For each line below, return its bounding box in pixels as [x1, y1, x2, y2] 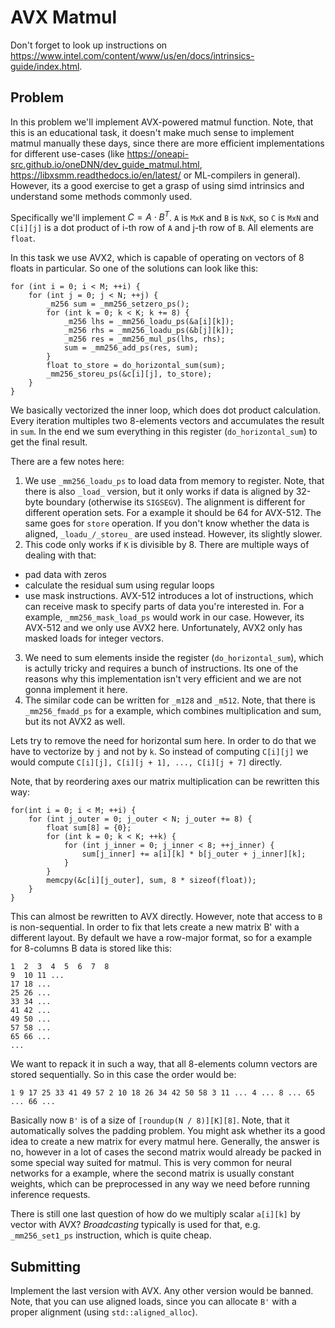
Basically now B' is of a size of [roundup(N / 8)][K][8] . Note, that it [10, 1114, 290, 1126]
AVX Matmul [10, 6, 118, 29]
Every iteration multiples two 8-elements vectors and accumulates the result [10, 415, 325, 427]
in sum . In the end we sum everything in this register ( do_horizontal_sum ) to [10, 426, 318, 438]
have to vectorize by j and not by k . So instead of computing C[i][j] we [10, 746, 309, 758]
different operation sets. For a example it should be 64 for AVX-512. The [24, 507, 322, 519]
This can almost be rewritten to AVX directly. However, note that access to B [10, 911, 323, 923]
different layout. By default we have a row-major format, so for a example [10, 932, 313, 944]
